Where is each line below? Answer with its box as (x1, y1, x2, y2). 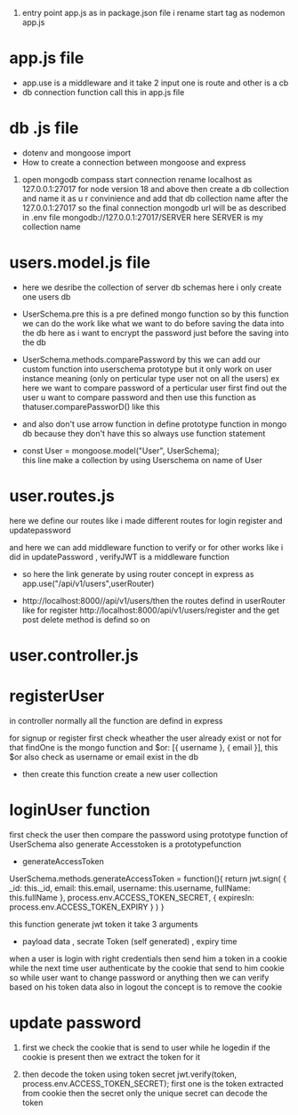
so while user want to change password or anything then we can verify (9, 972, 270, 983)
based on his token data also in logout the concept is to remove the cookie (9, 982, 283, 992)
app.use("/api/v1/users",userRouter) (21, 578, 155, 589)
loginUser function (9, 800, 151, 821)
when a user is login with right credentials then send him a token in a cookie (9, 953, 287, 964)
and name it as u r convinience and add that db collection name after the (21, 193, 289, 204)
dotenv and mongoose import (21, 147, 132, 158)
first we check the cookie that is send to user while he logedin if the (21, 1042, 271, 1053)
